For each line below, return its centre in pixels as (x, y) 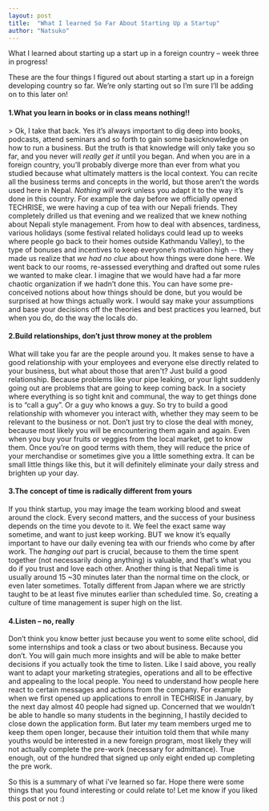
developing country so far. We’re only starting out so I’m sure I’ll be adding (131, 86)
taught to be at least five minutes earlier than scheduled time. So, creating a (133, 594)
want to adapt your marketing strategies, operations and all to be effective (130, 672)
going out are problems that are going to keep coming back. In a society (127, 387)
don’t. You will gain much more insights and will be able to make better (125, 656)
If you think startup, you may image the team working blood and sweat (125, 508)
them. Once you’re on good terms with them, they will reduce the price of (129, 447)
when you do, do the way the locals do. (73, 318)
